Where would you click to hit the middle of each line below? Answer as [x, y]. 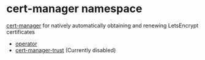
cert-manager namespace [74, 9]
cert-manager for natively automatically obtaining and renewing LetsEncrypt [102, 25]
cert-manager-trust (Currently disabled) [65, 50]
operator [26, 44]
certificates [21, 32]
